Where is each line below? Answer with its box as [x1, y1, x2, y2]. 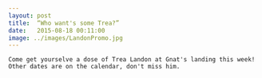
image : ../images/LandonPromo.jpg [8, 33, 124, 42]
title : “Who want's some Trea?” [8, 19, 120, 27]
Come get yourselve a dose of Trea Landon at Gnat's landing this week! [8, 56, 256, 64]
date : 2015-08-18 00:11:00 [8, 26, 105, 34]
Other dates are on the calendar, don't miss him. [8, 63, 181, 71]
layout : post [8, 11, 52, 20]
